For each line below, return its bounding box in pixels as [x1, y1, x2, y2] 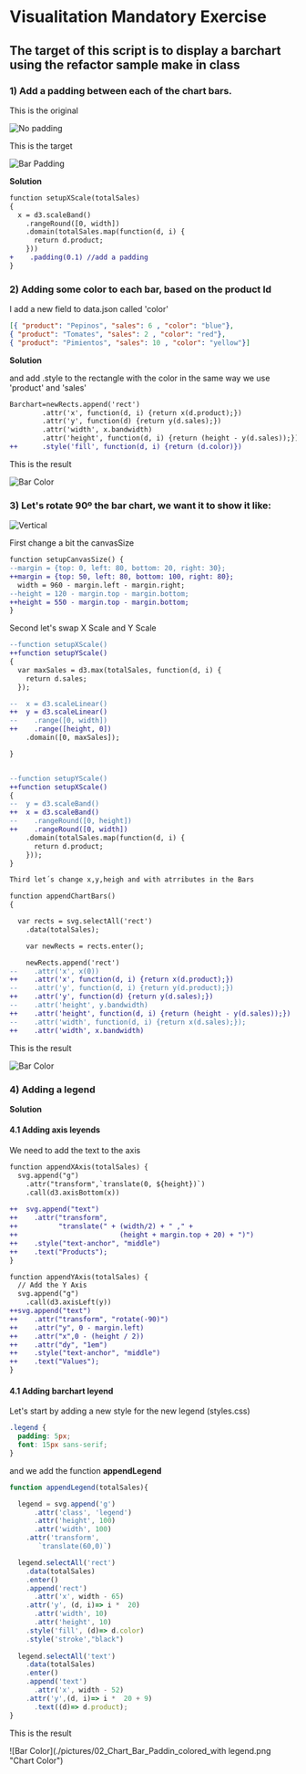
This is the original [9, 105, 79, 116]
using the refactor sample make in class [9, 57, 240, 72]
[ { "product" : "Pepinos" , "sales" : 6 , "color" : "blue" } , [9, 321, 234, 330]
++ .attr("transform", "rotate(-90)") [9, 1314, 169, 1324]
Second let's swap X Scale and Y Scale [9, 622, 157, 633]
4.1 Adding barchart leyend [9, 1385, 114, 1396]
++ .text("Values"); [9, 1357, 100, 1366]
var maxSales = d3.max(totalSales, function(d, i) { [17, 665, 222, 674]
